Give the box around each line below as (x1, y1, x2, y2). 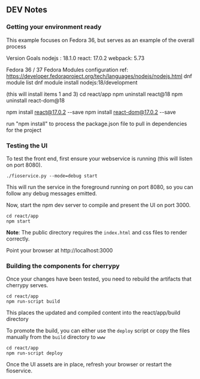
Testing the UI (6, 141, 48, 149)
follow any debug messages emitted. (6, 189, 98, 197)
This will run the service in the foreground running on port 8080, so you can (6, 183, 193, 191)
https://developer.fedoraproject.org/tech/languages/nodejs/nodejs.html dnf (6, 72, 193, 80)
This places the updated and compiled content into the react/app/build (6, 309, 181, 317)
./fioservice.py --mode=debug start (6, 173, 98, 179)
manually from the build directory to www (6, 333, 106, 341)
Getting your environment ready (6, 23, 102, 31)
